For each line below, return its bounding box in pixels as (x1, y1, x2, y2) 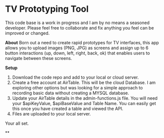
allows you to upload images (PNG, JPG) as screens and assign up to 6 (5, 45, 148, 51)
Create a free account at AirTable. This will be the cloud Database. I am (12, 80, 156, 85)
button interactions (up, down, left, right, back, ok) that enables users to (5, 50, 150, 56)
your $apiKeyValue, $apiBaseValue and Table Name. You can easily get (12, 100, 156, 106)
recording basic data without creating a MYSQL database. (12, 90, 129, 96)
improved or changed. (5, 30, 50, 36)
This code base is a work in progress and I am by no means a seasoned (5, 20, 150, 26)
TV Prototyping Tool (5, 3, 89, 15)
